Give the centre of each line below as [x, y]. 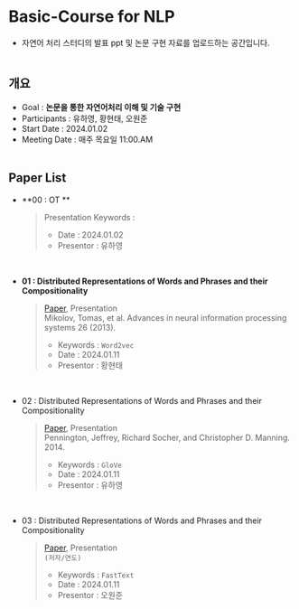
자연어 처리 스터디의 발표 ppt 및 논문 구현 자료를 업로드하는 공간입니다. [145, 42]
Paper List [37, 178]
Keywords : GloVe [90, 464]
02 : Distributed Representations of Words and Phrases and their [142, 400]
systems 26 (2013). [80, 327]
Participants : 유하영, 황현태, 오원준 [84, 118]
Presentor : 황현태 [90, 365]
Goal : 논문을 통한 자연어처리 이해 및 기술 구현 [101, 107]
